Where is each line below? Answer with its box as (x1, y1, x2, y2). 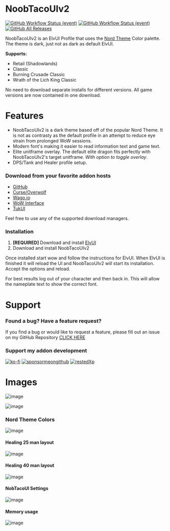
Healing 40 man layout (5, 463, 55, 469)
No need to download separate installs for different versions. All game (5, 86, 152, 92)
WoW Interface (12, 200, 44, 206)
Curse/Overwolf (12, 189, 47, 196)
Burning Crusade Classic (12, 71, 65, 77)
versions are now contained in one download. (5, 92, 101, 98)
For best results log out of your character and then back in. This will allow (5, 276, 160, 282)
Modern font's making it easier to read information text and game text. (12, 143, 161, 149)
